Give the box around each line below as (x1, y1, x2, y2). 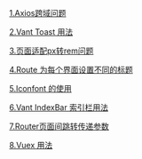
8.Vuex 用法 (9, 140, 53, 150)
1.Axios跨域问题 (9, 8, 67, 18)
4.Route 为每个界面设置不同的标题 (9, 65, 133, 75)
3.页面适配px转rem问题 (9, 45, 94, 56)
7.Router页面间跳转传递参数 (9, 121, 109, 131)
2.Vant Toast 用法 (9, 27, 74, 37)
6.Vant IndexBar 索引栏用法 (9, 102, 109, 113)
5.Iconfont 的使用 (9, 83, 73, 93)
